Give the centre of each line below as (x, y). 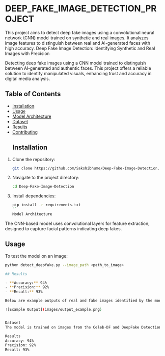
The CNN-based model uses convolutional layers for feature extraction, (77, 223)
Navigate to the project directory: (46, 178)
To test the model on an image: (36, 256)
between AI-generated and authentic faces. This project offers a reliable (78, 68)
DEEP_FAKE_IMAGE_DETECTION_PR (81, 9)
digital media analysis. (27, 79)
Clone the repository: (34, 159)
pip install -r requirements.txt (46, 205)
